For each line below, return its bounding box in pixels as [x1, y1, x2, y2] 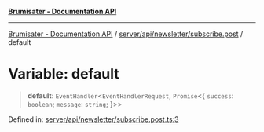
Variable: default [8, 65, 119, 83]
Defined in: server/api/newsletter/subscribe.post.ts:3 [8, 114, 179, 124]
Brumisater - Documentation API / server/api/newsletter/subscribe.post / [8, 29, 244, 38]
